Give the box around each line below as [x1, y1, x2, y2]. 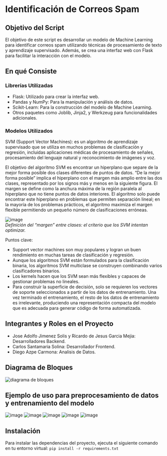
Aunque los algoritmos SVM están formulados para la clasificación [12, 257, 150, 263]
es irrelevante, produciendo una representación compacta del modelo [12, 299, 156, 306]
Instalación [5, 426, 41, 435]
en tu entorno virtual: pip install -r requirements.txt [5, 445, 119, 451]
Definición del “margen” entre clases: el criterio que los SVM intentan [5, 222, 148, 228]
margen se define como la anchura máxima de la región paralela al [5, 185, 142, 191]
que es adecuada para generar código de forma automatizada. [12, 305, 142, 311]
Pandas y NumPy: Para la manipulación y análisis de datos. [12, 99, 134, 105]
